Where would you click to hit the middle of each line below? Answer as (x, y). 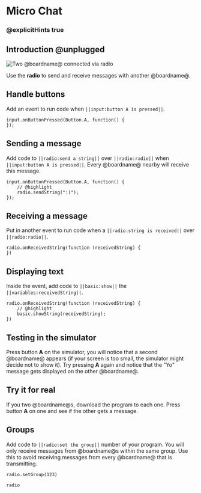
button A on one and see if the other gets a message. (72, 411)
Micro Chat (34, 11)
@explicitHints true (35, 30)
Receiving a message (47, 216)
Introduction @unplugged (55, 49)
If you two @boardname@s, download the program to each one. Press (93, 405)
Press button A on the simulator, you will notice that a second (82, 352)
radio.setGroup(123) (32, 474)
